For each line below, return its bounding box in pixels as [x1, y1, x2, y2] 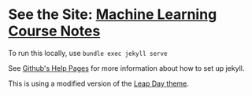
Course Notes [8, 22, 101, 40]
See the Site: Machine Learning [8, 6, 217, 24]
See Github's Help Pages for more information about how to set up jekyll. [8, 63, 245, 72]
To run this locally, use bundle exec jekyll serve [8, 48, 168, 57]
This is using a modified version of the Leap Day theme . [8, 79, 189, 88]
